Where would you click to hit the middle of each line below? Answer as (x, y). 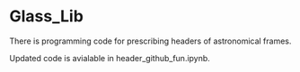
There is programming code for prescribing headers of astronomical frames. (150, 41)
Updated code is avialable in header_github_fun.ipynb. (110, 58)
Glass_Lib (46, 16)
